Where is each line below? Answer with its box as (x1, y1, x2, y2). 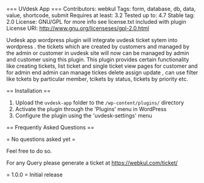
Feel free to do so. (6, 148, 52, 154)
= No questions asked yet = (6, 135, 76, 143)
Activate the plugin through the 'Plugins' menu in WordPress (15, 106, 167, 112)
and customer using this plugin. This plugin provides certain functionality (6, 56, 189, 63)
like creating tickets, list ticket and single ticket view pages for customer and (6, 62, 198, 70)
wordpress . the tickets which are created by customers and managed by (6, 43, 190, 50)
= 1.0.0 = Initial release (6, 171, 63, 178)
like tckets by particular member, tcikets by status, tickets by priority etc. (6, 76, 189, 82)
